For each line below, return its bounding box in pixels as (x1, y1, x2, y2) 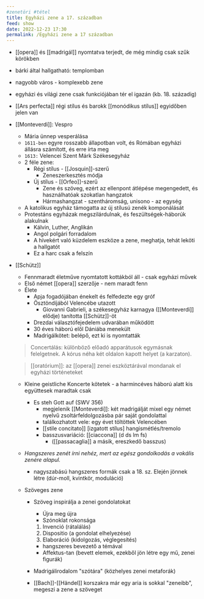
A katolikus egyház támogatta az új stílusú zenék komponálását (24, 204, 184, 212)
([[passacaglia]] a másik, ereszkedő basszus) (51, 438, 167, 445)
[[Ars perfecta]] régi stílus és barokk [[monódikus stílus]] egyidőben (15, 102, 187, 110)
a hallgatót (33, 243, 60, 251)
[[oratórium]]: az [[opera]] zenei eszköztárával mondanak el (30, 362, 181, 370)
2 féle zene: (24, 158, 54, 166)
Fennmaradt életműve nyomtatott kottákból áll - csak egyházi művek (24, 273, 197, 281)
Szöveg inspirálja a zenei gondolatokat (33, 498, 131, 505)
